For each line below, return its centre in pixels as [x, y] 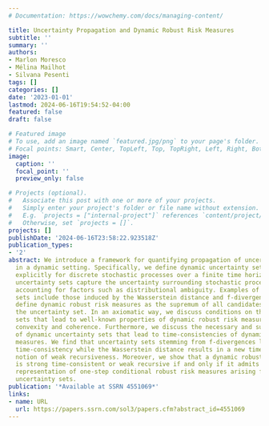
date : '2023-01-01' [41, 97]
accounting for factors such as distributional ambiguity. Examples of [138, 290]
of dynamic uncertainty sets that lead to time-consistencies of [127, 334]
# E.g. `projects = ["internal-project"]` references [103, 215]
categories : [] [34, 90]
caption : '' [36, 164]
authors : [23, 53]
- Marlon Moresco [37, 60]
